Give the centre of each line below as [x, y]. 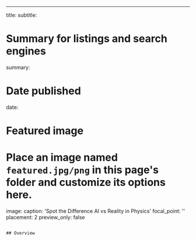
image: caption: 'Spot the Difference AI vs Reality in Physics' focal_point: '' [96, 211]
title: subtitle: [22, 15]
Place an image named [62, 158]
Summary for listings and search [87, 39]
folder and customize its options [86, 183]
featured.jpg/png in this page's [83, 170]
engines [26, 51]
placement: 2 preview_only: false [45, 217]
